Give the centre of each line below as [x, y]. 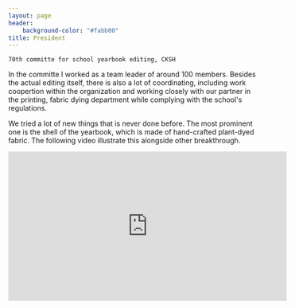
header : [21, 23]
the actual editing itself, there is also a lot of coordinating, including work [127, 83]
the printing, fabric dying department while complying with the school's [125, 99]
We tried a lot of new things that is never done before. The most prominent [130, 123]
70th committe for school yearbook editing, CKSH [92, 60]
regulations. [28, 108]
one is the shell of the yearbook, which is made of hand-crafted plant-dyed [131, 132]
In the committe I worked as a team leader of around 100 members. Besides [132, 74]
